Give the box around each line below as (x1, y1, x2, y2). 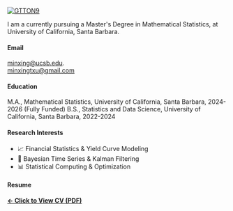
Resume (7, 181, 32, 189)
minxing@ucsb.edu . (7, 59, 65, 68)
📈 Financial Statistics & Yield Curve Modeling (17, 144, 149, 153)
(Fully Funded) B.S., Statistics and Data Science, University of (24, 105, 201, 114)
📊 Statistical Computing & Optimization (17, 162, 131, 171)
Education (7, 82, 38, 91)
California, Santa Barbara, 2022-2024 (7, 112, 116, 121)
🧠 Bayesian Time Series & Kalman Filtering (17, 154, 140, 163)
